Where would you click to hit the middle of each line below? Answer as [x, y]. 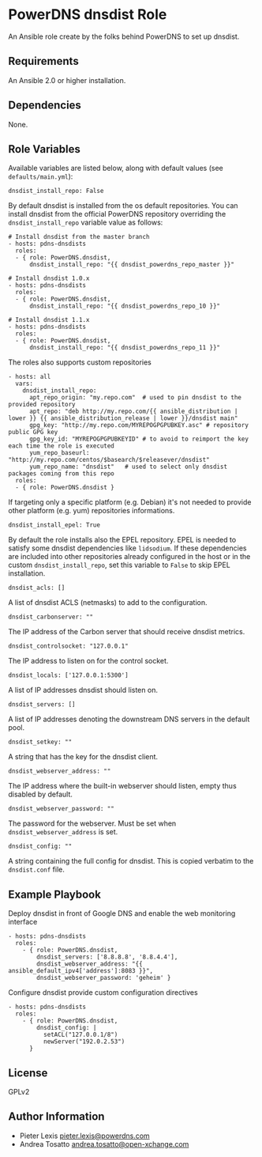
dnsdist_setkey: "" [40, 742]
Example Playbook [54, 894]
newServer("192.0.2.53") [84, 1042]
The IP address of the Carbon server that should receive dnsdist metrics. [127, 632]
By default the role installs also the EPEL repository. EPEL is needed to [122, 540]
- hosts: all [30, 377]
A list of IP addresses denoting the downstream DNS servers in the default [129, 719]
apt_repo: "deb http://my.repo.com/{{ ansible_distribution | [133, 412]
